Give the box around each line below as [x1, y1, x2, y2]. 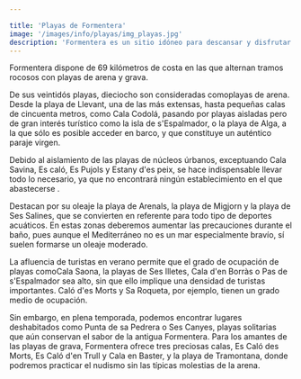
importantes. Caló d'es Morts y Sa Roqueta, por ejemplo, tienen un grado [9, 285, 280, 296]
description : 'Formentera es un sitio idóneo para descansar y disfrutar [9, 38, 292, 47]
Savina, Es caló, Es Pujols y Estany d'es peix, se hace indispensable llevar [9, 164, 283, 176]
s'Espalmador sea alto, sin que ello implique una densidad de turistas [9, 275, 266, 286]
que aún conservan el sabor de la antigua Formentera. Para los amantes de [9, 331, 288, 342]
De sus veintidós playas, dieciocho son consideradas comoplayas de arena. [9, 89, 290, 100]
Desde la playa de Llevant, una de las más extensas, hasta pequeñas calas [9, 99, 286, 110]
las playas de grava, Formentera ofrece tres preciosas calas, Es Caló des [9, 341, 279, 352]
